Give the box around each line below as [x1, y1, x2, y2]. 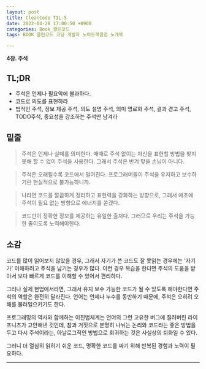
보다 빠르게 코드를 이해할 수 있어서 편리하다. [17, 272, 123, 280]
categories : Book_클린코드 [6, 26, 71, 32]
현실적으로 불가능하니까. [32, 178, 91, 186]
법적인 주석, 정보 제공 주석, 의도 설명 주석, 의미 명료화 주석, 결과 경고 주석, [15, 105, 191, 112]
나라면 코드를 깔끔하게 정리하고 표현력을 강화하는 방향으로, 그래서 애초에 [21, 191, 194, 199]
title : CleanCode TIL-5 [6, 15, 67, 21]
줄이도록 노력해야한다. [28, 219, 81, 227]
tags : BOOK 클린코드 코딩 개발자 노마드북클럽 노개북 [6, 32, 124, 38]
